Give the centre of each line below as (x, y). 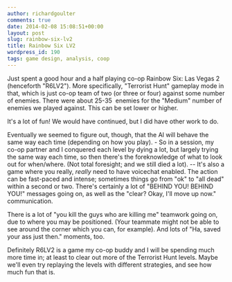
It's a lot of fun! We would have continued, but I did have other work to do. (113, 121)
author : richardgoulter (42, 14)
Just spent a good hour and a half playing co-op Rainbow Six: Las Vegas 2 (114, 78)
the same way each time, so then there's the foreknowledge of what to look (115, 157)
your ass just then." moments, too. (56, 236)
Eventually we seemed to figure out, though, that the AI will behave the (108, 134)
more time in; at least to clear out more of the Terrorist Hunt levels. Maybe (113, 257)
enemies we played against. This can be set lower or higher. (93, 107)
